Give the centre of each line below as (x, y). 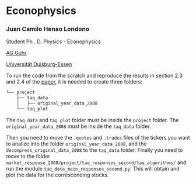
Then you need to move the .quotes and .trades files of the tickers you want (98, 137)
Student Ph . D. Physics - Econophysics (53, 41)
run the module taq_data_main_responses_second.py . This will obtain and (93, 168)
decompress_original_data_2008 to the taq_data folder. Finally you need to (94, 150)
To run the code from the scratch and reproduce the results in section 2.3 (94, 76)
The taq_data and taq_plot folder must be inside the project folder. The (92, 120)
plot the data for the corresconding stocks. (57, 175)
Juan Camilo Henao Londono (48, 29)
